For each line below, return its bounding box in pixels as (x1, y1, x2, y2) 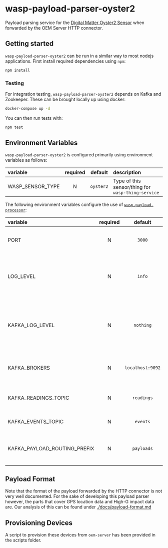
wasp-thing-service (113, 190, 159, 196)
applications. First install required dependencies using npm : (5, 58, 126, 64)
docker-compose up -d (5, 106, 50, 111)
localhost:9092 (124, 365, 161, 371)
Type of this (113, 177, 141, 184)
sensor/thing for (113, 184, 151, 191)
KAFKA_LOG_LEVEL (7, 322, 55, 329)
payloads (132, 446, 153, 451)
